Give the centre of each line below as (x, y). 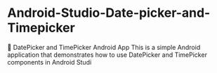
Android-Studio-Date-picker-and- (109, 13)
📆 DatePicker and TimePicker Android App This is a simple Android (104, 47)
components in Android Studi (50, 62)
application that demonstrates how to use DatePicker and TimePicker (107, 55)
